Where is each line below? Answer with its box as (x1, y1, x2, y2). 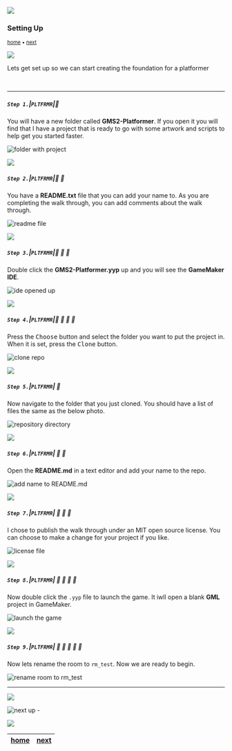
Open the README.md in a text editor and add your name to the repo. (7, 466, 206, 475)
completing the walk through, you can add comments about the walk (7, 199, 202, 207)
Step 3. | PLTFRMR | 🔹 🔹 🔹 (7, 248, 70, 256)
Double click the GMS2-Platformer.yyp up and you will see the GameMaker (7, 266, 224, 274)
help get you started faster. (7, 132, 84, 140)
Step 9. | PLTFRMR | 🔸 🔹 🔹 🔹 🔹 (7, 643, 83, 651)
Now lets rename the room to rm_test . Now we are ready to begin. (7, 660, 195, 668)
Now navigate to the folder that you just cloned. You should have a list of (7, 399, 214, 408)
